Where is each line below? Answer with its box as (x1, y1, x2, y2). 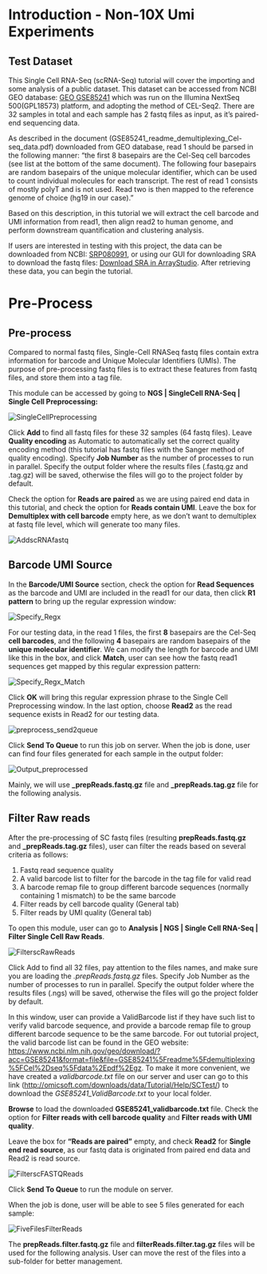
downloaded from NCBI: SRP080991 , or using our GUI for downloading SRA (8, 249, 257, 259)
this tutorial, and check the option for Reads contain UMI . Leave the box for (8, 503, 257, 512)
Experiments (8, 22, 95, 41)
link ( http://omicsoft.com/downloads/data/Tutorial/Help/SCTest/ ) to (8, 1080, 229, 1089)
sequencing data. (22, 118, 80, 127)
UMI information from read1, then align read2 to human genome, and (8, 217, 234, 226)
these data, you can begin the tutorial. (8, 266, 133, 276)
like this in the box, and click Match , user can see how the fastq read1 (8, 653, 238, 663)
